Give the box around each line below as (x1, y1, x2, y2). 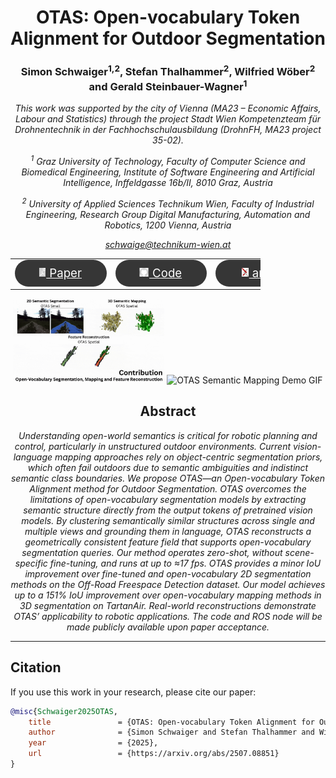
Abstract (139, 403, 197, 420)
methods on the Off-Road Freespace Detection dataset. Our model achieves (10, 578, 326, 590)
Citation (10, 659, 62, 676)
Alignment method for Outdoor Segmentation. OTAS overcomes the (29, 482, 307, 495)
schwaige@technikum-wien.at (104, 238, 232, 250)
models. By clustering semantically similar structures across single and (21, 514, 315, 526)
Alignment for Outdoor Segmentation (10, 27, 326, 50)
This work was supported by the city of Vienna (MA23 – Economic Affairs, (14, 102, 322, 115)
